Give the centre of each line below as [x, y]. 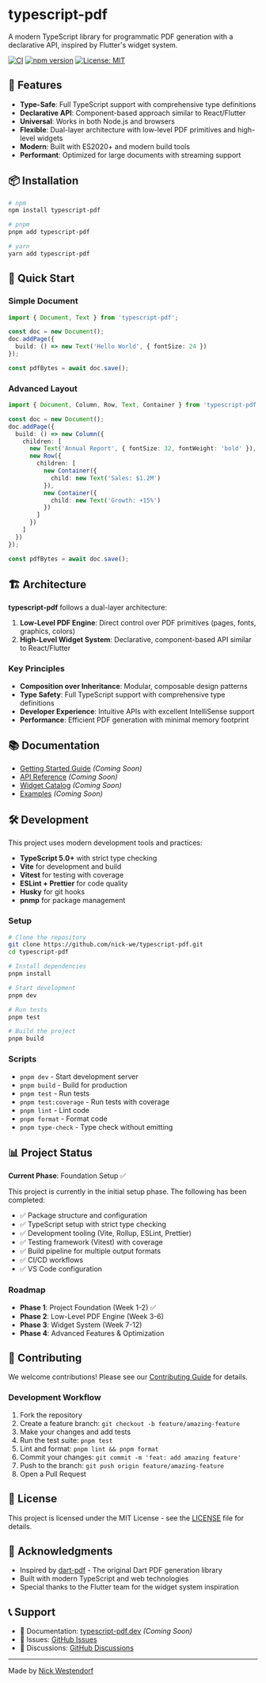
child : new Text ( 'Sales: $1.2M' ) [105, 478]
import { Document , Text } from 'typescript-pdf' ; [93, 317]
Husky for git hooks [52, 892]
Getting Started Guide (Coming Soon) [81, 769]
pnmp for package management [72, 901]
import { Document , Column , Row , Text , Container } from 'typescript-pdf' [134, 405]
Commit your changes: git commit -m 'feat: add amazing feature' [130, 1457]
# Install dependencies [47, 966]
